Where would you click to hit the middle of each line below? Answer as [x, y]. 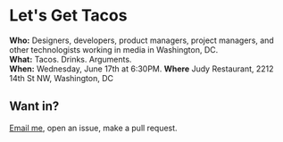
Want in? [34, 107]
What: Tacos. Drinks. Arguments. [71, 59]
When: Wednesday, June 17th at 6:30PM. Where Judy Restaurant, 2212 [141, 69]
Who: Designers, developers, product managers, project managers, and [141, 40]
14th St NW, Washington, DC [62, 78]
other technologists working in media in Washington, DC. [114, 49]
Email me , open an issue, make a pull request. [93, 128]
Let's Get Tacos [68, 16]
